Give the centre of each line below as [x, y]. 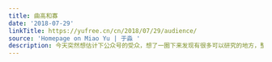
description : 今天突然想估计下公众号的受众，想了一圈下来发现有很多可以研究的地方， [134, 46]
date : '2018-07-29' [41, 23]
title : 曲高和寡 [33, 16]
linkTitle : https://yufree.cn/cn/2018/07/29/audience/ [103, 31]
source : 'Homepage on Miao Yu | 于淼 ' [74, 38]
